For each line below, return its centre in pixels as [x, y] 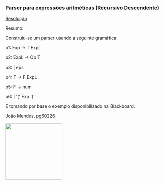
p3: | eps [14, 68]
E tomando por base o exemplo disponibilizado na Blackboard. [70, 106]
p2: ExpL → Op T [23, 57]
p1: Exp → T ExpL [23, 48]
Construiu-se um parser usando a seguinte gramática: [61, 38]
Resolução [16, 19]
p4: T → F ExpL [21, 77]
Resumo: [14, 28]
